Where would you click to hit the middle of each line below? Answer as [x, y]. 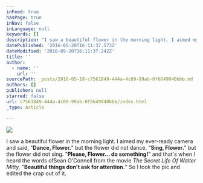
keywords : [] [23, 34]
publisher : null [27, 91]
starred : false [25, 96]
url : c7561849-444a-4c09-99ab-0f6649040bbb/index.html [77, 101]
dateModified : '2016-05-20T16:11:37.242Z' [60, 51]
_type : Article [25, 107]
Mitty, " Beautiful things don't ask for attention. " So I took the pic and [93, 167]
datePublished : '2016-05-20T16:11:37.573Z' [62, 46]
